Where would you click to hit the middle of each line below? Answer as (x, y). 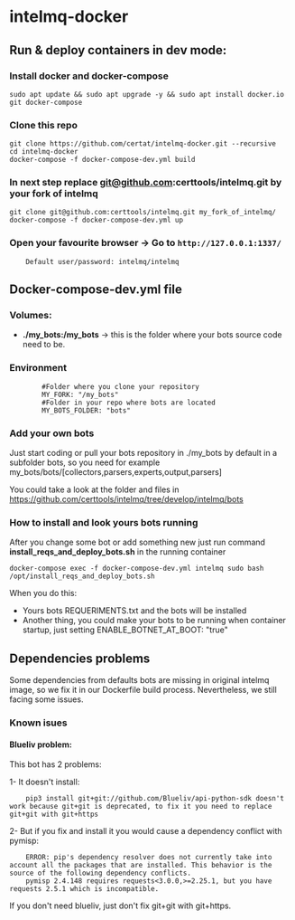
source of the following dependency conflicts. (101, 873)
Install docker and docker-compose (89, 76)
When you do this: (43, 593)
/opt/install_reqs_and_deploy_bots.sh (82, 576)
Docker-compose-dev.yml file (96, 290)
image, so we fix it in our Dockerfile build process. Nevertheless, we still (143, 690)
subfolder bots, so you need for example (85, 462)
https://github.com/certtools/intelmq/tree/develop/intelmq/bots (126, 499)
